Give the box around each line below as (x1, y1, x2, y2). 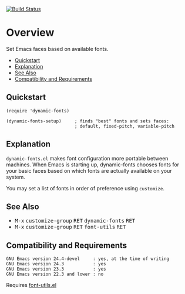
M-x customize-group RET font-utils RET (14, 224, 126, 231)
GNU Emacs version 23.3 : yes (6, 266, 107, 272)
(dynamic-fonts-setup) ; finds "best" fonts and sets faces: (6, 118, 169, 124)
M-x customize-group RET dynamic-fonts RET (14, 217, 136, 224)
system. (6, 173, 25, 180)
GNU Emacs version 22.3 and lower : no (6, 271, 104, 278)
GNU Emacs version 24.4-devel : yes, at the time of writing (6, 256, 169, 262)
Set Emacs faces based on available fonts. (6, 45, 109, 52)
